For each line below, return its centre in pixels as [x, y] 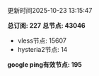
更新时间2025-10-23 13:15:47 [50, 10]
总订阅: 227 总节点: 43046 [47, 26]
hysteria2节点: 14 [42, 49]
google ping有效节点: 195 [45, 65]
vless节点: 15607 [42, 40]
